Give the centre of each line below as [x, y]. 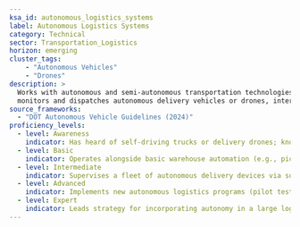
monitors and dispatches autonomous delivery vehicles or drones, [143, 101]
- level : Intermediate [59, 167]
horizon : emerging [43, 51]
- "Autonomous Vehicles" [71, 68]
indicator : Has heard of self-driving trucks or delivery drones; [151, 142]
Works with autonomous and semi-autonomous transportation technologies [155, 92]
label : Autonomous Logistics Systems [79, 26]
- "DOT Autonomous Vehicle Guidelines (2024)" [105, 117]
